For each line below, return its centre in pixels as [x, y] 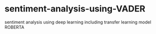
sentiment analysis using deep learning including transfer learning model [78, 22]
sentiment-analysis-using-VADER [75, 9]
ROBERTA [14, 27]
